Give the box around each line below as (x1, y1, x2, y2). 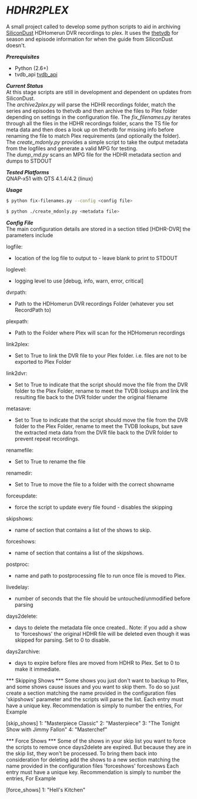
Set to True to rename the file (14, 457, 86, 465)
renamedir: (6, 469, 33, 476)
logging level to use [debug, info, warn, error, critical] (14, 277, 144, 284)
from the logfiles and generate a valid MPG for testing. (6, 145, 138, 152)
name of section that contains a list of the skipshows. (14, 549, 144, 556)
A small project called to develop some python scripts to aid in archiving (6, 23, 181, 30)
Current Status (6, 82, 44, 89)
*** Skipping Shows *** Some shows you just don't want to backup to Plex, (6, 677, 189, 684)
